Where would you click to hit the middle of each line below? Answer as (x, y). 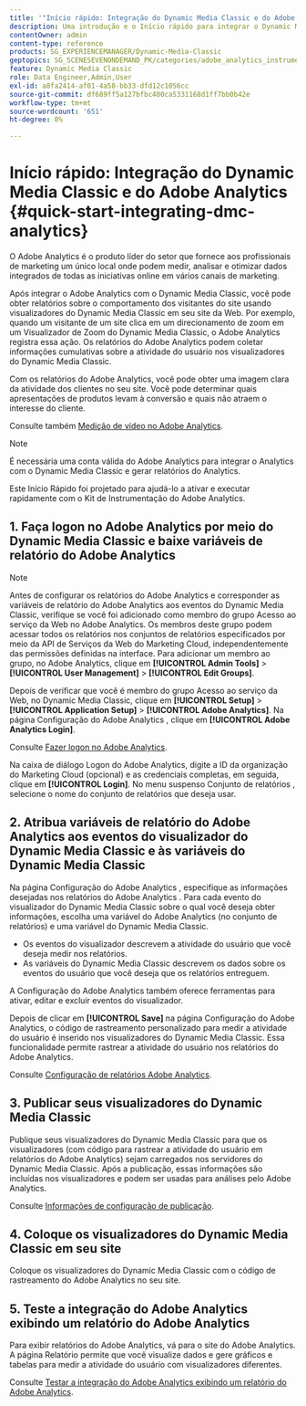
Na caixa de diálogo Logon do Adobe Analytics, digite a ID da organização (149, 764)
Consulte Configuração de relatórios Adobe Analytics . (111, 1075)
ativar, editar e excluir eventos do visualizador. (97, 1000)
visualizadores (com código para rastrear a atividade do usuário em (136, 1149)
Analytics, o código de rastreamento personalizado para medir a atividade (148, 1027)
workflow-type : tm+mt (51, 103)
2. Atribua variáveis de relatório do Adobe (130, 823)
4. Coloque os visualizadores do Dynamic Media (149, 1234)
